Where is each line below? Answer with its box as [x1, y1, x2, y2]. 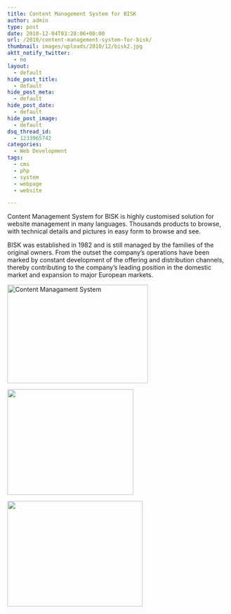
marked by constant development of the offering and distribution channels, [7, 256, 225, 264]
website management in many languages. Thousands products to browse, [7, 219, 222, 229]
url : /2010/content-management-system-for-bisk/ [7, 37, 152, 44]
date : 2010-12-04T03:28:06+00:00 [7, 30, 105, 37]
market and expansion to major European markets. [7, 271, 153, 279]
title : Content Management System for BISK [7, 10, 137, 18]
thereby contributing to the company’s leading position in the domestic [7, 263, 212, 271]
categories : [7, 141, 42, 148]
